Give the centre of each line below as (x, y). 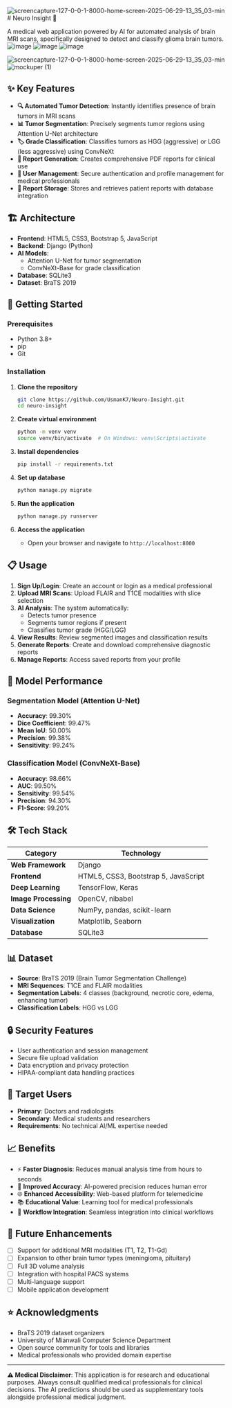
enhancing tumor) (42, 1001)
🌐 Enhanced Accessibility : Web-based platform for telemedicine (110, 1194)
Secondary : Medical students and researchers (84, 1118)
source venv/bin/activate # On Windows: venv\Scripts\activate (112, 439)
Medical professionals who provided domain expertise (94, 1355)
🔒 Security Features (50, 1030)
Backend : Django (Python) (55, 245)
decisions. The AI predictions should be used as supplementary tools (105, 1389)
